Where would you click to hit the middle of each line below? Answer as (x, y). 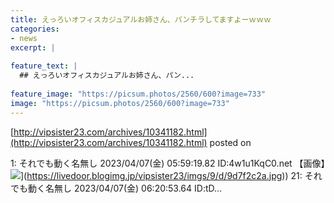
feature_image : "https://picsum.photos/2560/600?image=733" (138, 94)
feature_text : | (44, 66)
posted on (230, 142)
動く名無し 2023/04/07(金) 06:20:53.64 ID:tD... (125, 188)
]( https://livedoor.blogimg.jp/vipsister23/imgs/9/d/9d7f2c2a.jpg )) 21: (161, 175)
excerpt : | (33, 47)
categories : (35, 29)
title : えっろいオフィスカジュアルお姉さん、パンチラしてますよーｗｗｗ (141, 19)
